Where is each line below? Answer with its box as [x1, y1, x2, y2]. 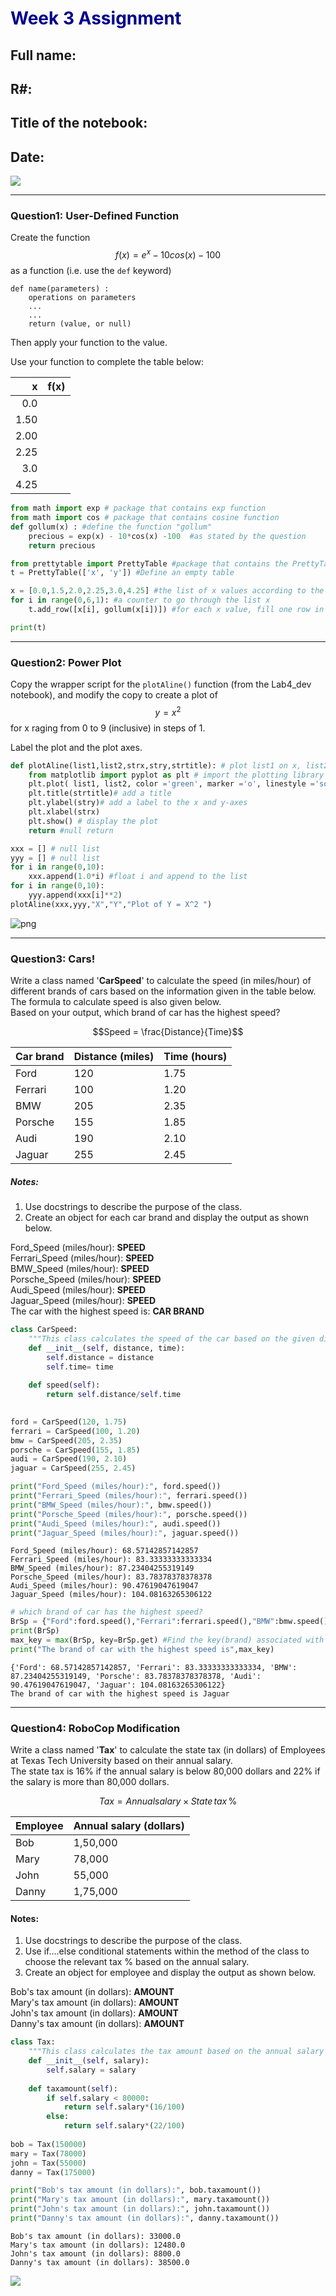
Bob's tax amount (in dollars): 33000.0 [10, 2231, 182, 2241]
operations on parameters [28, 293, 137, 303]
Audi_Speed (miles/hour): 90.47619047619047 [10, 1581, 199, 1591]
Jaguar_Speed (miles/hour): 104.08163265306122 [10, 1590, 213, 1600]
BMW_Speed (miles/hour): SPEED [10, 1263, 150, 1275]
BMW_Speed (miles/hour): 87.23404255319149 [10, 1563, 195, 1574]
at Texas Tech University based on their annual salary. [10, 1755, 233, 1767]
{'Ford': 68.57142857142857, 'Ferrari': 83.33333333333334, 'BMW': [10, 1662, 298, 1672]
